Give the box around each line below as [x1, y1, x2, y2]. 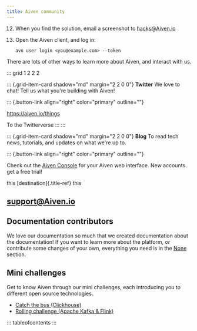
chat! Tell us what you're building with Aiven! [6, 87, 115, 94]
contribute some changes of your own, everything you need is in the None [6, 244, 187, 251]
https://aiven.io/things [6, 110, 61, 117]
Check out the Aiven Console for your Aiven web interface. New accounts [6, 161, 186, 168]
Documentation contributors [6, 216, 113, 227]
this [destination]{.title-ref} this [6, 179, 82, 186]
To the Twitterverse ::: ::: [6, 121, 66, 128]
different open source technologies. [6, 290, 94, 297]
